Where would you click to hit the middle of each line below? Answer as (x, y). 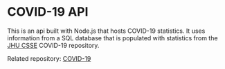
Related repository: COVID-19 (49, 58)
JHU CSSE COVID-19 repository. (53, 45)
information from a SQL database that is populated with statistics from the (112, 38)
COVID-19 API (48, 12)
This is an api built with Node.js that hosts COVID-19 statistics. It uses (106, 31)
